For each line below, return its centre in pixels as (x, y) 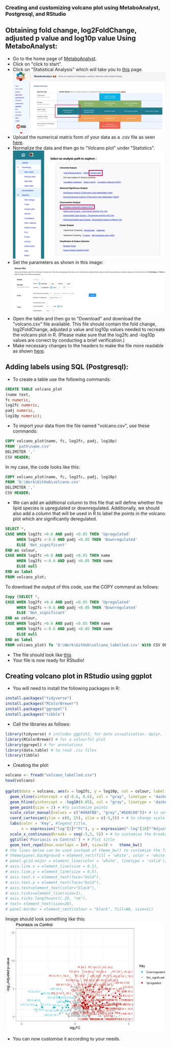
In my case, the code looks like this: (43, 467)
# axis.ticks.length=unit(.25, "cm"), (46, 899)
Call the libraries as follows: (41, 724)
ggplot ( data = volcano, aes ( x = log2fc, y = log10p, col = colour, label (85, 791)
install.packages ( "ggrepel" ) (36, 709)
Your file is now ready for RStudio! (48, 660)
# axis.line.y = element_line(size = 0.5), (52, 872)
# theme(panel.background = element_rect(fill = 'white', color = (77, 856)
